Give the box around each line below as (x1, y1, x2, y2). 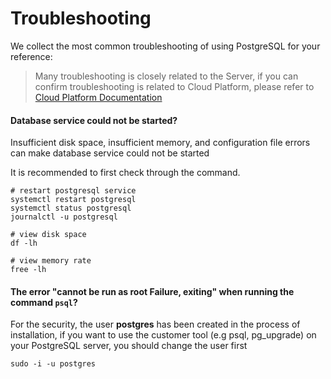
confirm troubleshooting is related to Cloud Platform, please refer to (34, 80, 315, 92)
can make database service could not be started (10, 147, 210, 159)
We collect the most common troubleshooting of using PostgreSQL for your (10, 40, 321, 52)
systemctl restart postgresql (10, 195, 137, 205)
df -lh (10, 238, 38, 249)
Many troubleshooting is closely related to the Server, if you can (34, 70, 299, 82)
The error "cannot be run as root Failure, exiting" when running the (10, 285, 295, 297)
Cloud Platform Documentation (34, 91, 163, 103)
